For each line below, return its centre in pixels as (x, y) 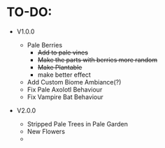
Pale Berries (45, 45)
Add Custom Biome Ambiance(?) (74, 82)
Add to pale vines (63, 52)
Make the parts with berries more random (98, 59)
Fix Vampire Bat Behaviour (65, 97)
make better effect (64, 75)
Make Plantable (60, 67)
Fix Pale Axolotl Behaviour (65, 89)
